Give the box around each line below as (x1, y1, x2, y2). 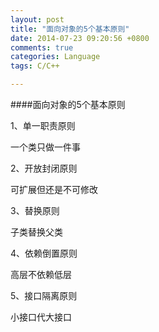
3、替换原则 (10, 205, 60, 216)
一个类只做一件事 (10, 141, 81, 153)
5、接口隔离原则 (10, 290, 78, 301)
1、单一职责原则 (10, 120, 76, 131)
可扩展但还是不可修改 (10, 184, 98, 195)
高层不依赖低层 (10, 269, 72, 280)
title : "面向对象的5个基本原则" (10, 24, 130, 34)
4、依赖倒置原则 (10, 247, 78, 259)
